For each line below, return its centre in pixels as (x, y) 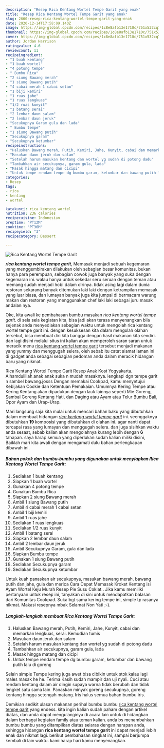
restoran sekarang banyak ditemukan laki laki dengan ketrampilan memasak (82, 290)
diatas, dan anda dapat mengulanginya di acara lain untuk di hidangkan (77, 715)
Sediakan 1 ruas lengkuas (38, 523)
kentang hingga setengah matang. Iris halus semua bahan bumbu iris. (75, 695)
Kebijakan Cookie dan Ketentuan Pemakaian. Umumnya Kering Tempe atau (81, 386)
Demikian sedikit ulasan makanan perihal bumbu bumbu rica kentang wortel (82, 704)
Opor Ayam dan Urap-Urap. (33, 402)
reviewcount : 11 (22, 50)
